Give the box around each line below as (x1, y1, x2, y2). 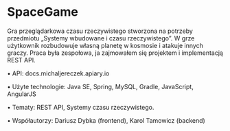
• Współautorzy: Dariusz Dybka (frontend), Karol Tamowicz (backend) (7, 116, 206, 124)
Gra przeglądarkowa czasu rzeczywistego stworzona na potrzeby (7, 27, 194, 35)
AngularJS (7, 90, 36, 98)
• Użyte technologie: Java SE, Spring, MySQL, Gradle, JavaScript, (7, 82, 194, 91)
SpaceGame (7, 4, 79, 20)
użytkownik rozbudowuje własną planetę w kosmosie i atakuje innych (7, 41, 204, 49)
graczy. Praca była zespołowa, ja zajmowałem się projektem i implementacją (7, 49, 223, 57)
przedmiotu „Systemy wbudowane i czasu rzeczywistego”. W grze (7, 34, 195, 42)
